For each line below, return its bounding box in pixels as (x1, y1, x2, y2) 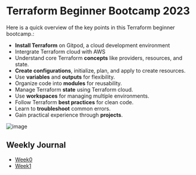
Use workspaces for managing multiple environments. (14, 92, 149, 99)
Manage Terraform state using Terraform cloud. (14, 86, 133, 93)
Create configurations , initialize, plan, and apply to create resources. (14, 67, 186, 74)
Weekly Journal (6, 140, 66, 150)
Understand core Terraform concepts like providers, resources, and (14, 54, 183, 61)
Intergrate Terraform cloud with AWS (14, 48, 106, 55)
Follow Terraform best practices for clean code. (14, 98, 134, 105)
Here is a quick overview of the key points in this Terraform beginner (6, 24, 175, 31)
